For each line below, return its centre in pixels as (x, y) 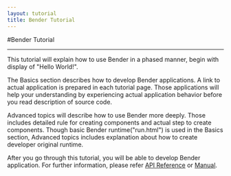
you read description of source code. (59, 102)
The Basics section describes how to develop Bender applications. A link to (114, 80)
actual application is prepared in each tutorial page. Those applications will (113, 87)
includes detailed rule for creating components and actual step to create (109, 122)
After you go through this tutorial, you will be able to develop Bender (104, 157)
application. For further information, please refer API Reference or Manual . (112, 165)
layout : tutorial (32, 13)
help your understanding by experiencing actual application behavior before (114, 94)
